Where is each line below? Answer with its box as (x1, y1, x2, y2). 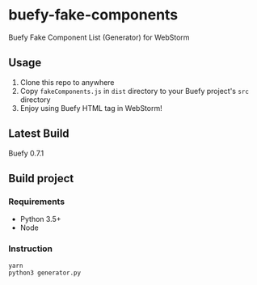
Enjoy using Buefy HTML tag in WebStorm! (19, 103, 163, 113)
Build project (8, 172, 74, 185)
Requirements (8, 196, 65, 207)
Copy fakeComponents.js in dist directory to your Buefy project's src (19, 86, 249, 96)
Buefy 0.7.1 (8, 148, 44, 158)
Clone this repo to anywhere (19, 77, 115, 87)
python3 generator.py (8, 269, 82, 277)
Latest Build (8, 127, 70, 141)
